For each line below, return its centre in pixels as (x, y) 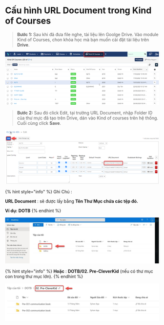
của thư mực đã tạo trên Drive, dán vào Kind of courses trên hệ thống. (88, 118)
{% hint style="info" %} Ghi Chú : (39, 192)
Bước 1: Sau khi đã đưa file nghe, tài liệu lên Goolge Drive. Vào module (88, 34)
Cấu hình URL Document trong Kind (78, 11)
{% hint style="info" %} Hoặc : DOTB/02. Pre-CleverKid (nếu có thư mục (79, 271)
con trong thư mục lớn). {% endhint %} (44, 276)
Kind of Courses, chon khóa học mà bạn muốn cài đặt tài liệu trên (83, 40)
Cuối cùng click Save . (39, 123)
